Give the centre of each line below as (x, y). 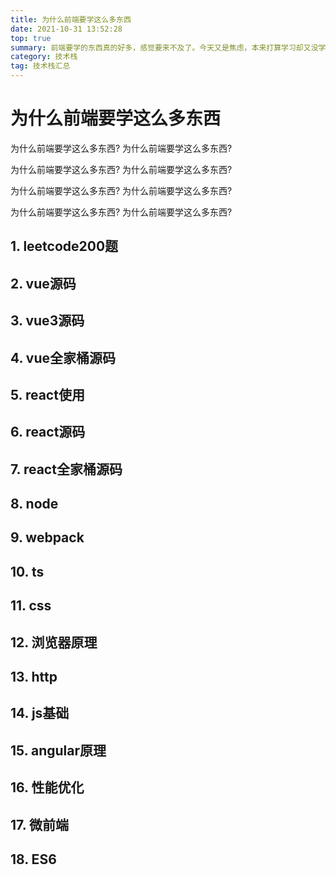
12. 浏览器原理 (54, 642)
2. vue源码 (43, 283)
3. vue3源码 (47, 321)
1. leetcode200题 (64, 246)
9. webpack (47, 537)
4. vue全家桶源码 (63, 357)
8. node (34, 504)
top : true (31, 38)
